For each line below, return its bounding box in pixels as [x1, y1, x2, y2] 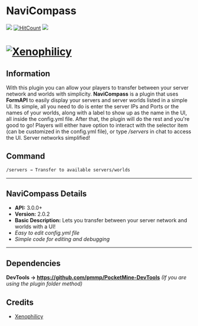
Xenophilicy [14, 313, 44, 320]
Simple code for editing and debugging [14, 236, 110, 243]
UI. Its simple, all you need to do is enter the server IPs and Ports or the [6, 103, 179, 110]
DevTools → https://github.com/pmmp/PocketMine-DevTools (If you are [6, 274, 187, 281]
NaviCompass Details [6, 189, 87, 199]
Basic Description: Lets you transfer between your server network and [14, 217, 187, 224]
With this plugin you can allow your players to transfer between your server [6, 84, 189, 91]
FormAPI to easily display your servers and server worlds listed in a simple [6, 96, 187, 104]
